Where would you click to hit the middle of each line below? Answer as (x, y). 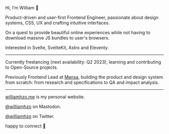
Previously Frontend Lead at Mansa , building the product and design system (84, 77)
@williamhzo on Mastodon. (33, 106)
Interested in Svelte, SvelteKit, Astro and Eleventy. (57, 47)
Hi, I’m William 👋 (22, 8)
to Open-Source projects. (32, 67)
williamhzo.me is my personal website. (45, 97)
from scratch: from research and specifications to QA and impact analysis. (82, 82)
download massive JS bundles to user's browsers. (57, 38)
